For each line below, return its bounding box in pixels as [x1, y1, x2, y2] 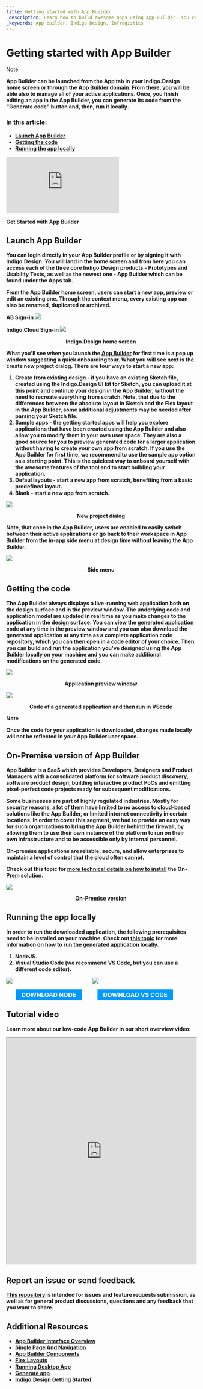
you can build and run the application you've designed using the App [6, 645, 182, 652]
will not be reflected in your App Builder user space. [6, 733, 139, 740]
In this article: [6, 118, 47, 126]
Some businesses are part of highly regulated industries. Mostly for [6, 798, 179, 805]
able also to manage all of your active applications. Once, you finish [6, 90, 178, 98]
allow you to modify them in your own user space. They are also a [14, 432, 182, 439]
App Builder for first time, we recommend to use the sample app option [14, 451, 196, 458]
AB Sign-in [6, 314, 34, 321]
